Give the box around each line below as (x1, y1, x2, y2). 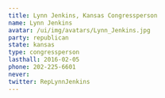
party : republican (8, 33, 69, 42)
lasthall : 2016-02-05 (8, 56, 80, 64)
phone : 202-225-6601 (8, 63, 77, 71)
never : (8, 70, 30, 78)
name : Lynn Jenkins (8, 19, 73, 27)
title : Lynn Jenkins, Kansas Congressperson (8, 11, 158, 20)
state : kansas (8, 41, 56, 49)
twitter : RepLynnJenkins (8, 77, 90, 85)
